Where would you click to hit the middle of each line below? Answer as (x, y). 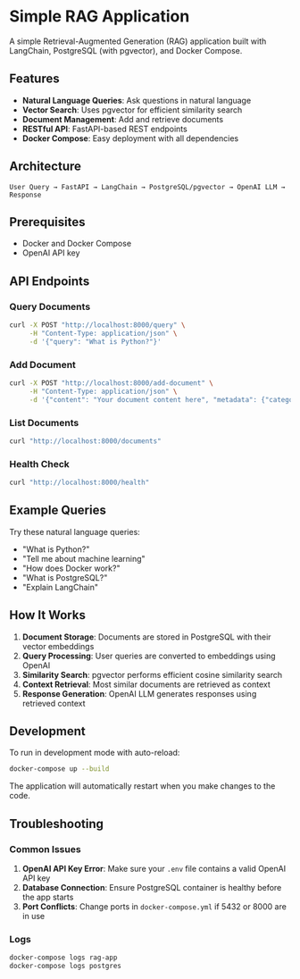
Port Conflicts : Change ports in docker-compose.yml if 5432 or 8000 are (154, 906)
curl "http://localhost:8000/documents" (86, 441)
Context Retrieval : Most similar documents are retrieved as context (146, 684)
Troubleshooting (57, 824)
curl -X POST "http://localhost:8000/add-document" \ (112, 383)
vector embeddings (58, 646)
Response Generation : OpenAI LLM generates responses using (139, 693)
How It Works (48, 615)
